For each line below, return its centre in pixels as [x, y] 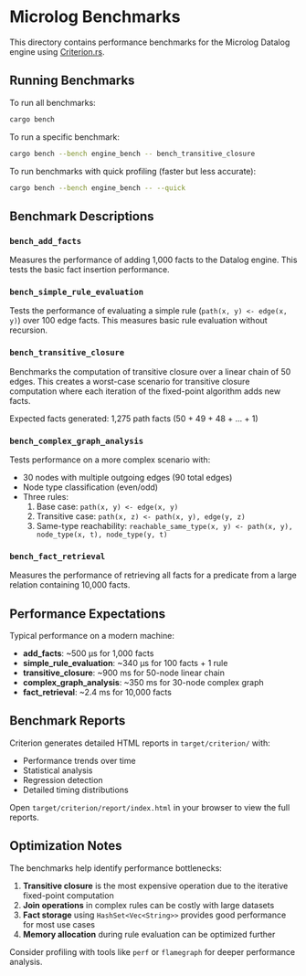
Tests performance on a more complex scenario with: [110, 460]
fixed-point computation [68, 895]
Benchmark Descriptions [82, 216]
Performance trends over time [79, 760]
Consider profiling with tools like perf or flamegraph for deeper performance [152, 951]
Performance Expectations [88, 614]
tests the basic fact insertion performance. [90, 270]
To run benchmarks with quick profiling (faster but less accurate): [133, 171]
